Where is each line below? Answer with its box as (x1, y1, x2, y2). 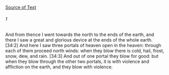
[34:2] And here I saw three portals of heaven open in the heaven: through (5, 43, 161, 49)
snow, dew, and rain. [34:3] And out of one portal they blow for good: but (5, 53, 159, 59)
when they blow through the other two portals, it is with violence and (5, 58, 149, 65)
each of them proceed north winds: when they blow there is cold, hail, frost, (5, 48, 164, 54)
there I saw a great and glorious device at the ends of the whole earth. (5, 37, 153, 43)
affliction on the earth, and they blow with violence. (5, 64, 113, 70)
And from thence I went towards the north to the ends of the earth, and (5, 31, 154, 37)
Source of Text (5, 5, 37, 10)
